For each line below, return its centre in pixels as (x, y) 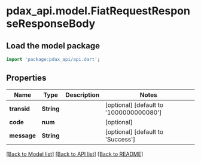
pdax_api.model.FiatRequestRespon (98, 11)
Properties (26, 78)
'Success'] (120, 139)
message (22, 136)
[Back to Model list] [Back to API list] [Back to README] (75, 154)
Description (83, 95)
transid (19, 109)
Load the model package (53, 46)
